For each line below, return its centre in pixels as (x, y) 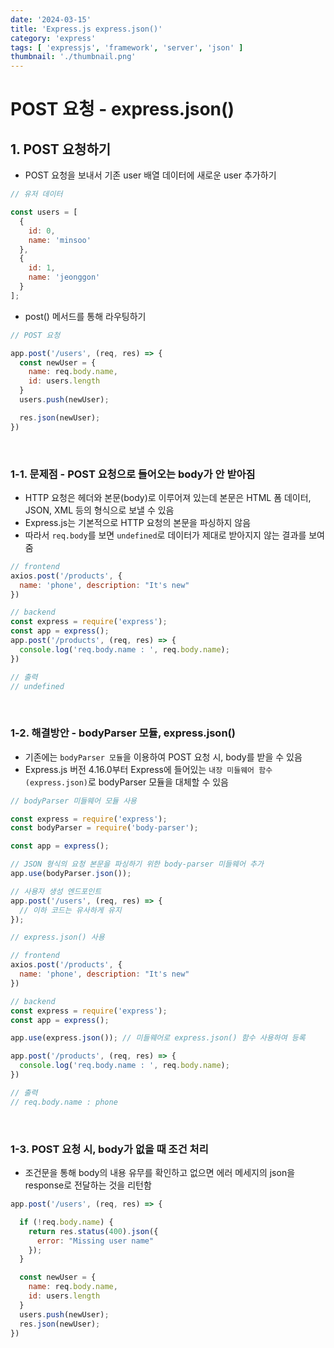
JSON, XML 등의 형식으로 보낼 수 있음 (99, 510)
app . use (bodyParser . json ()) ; (71, 874)
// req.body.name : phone (64, 1102)
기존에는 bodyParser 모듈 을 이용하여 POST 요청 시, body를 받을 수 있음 (163, 757)
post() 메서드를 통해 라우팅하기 (85, 316)
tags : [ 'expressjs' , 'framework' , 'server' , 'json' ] (127, 47)
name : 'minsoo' (60, 240)
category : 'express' (53, 38)
